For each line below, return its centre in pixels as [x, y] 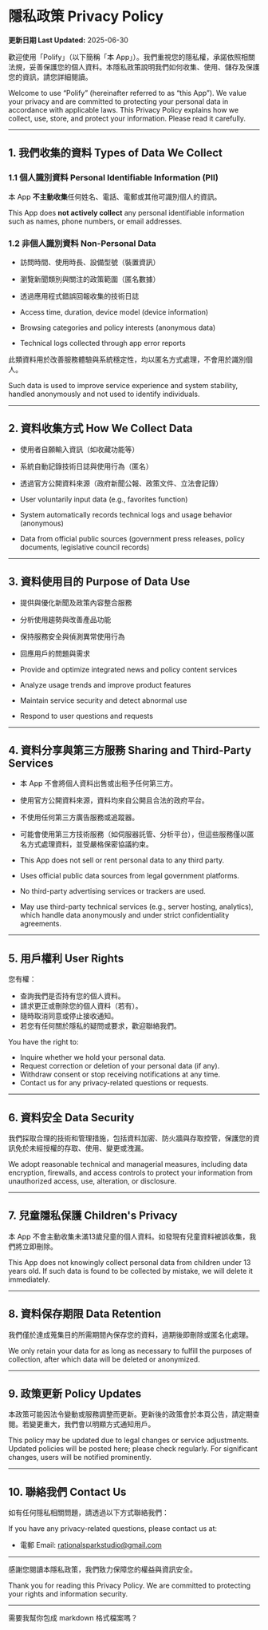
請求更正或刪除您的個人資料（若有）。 [81, 1006]
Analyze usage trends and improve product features [105, 684]
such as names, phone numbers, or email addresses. [95, 221]
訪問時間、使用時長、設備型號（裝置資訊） [90, 262]
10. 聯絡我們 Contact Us [67, 1491]
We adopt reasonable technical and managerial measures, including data [128, 1164]
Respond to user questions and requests [87, 716]
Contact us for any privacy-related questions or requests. [114, 1083]
